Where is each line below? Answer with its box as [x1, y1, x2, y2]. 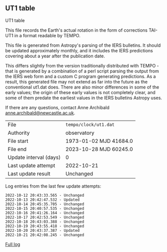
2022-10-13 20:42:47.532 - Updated [5, 197, 80, 202]
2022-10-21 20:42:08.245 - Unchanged [5, 232, 85, 237]
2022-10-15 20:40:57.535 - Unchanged [5, 206, 85, 211]
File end [8, 145, 27, 152]
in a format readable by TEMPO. [14, 32, 80, 38]
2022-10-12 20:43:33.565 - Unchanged [5, 193, 85, 198]
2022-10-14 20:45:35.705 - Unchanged [5, 201, 85, 207]
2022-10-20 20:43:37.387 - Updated [5, 228, 80, 233]
